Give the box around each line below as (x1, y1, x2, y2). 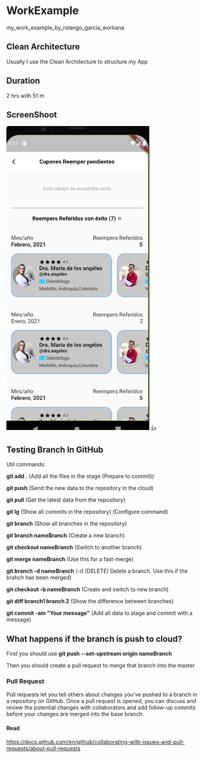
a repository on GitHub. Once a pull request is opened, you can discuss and (6, 697, 196, 705)
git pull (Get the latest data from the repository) (6, 496, 126, 503)
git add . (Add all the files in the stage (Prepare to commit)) (6, 472, 154, 480)
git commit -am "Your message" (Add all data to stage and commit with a (6, 609, 193, 617)
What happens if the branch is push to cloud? (6, 634, 183, 644)
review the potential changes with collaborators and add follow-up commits (6, 704, 196, 712)
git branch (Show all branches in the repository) (6, 520, 127, 527)
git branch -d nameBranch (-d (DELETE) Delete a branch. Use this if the (6, 567, 188, 575)
